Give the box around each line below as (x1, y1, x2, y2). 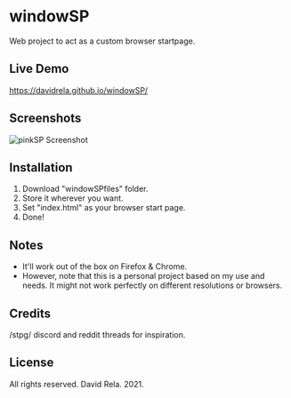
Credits (9, 306, 52, 321)
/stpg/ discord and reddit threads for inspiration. (9, 330, 186, 339)
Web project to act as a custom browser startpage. (9, 36, 196, 46)
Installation (9, 160, 73, 175)
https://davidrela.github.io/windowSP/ (9, 84, 149, 95)
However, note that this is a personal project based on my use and (21, 271, 265, 282)
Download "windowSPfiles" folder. (21, 184, 149, 195)
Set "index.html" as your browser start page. (21, 203, 186, 213)
